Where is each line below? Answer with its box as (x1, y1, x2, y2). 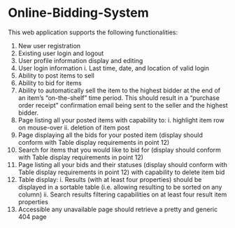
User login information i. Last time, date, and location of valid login (17, 64, 209, 72)
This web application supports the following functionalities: (8, 28, 178, 36)
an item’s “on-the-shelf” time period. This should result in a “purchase (17, 93, 220, 102)
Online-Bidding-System (8, 5, 149, 21)
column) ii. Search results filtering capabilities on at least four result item (17, 190, 227, 199)
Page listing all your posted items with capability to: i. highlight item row (17, 115, 225, 124)
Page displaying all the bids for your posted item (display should (17, 131, 204, 139)
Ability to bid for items (17, 78, 83, 87)
